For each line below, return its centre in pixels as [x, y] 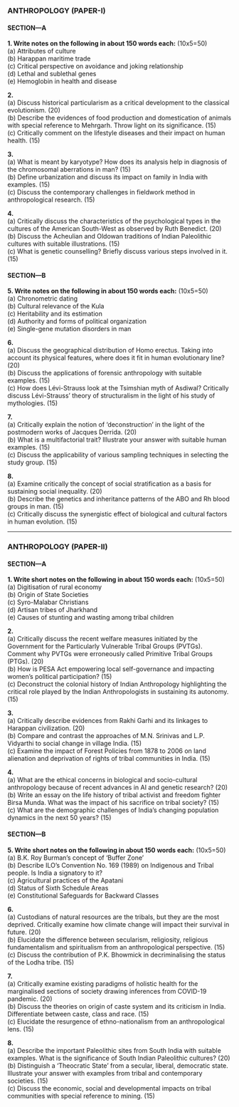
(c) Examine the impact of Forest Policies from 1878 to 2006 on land [107, 751]
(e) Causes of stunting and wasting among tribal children [91, 618]
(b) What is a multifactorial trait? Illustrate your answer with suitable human [117, 440]
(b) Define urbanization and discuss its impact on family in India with [108, 177]
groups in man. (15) [36, 506]
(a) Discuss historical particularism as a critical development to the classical [118, 103]
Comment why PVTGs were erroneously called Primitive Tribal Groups [110, 654]
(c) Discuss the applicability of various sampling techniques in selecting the [118, 455]
